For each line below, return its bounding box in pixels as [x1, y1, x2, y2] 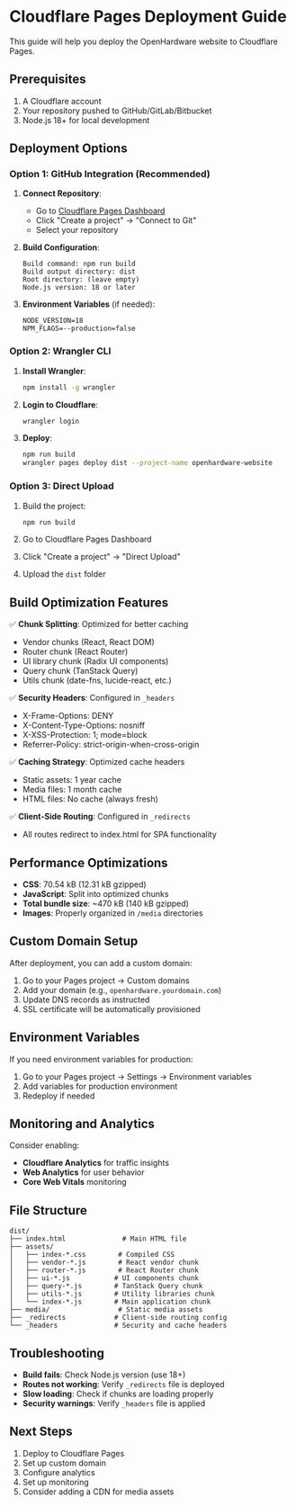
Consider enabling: [9, 1140, 80, 1151]
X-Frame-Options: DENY [22, 711, 114, 722]
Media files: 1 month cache [22, 784, 122, 795]
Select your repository [35, 225, 119, 236]
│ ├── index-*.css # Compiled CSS [9, 1251, 175, 1259]
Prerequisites [9, 72, 86, 87]
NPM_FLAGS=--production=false [22, 324, 137, 334]
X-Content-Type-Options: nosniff [22, 720, 146, 731]
